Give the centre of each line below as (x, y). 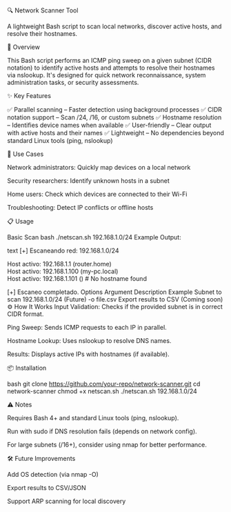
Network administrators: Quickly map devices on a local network (99, 167)
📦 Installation (27, 368)
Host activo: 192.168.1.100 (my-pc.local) (63, 271)
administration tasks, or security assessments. (73, 82)
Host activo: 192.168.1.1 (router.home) (59, 264)
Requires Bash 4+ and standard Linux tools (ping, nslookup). (93, 418)
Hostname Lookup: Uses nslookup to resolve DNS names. (89, 341)
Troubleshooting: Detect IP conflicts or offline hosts (80, 207)
